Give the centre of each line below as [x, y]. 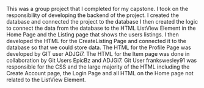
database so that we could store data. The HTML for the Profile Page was [99, 47]
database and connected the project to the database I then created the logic [102, 22]
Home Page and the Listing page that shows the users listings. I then [93, 35]
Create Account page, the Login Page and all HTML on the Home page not [100, 73]
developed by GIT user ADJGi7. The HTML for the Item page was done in [98, 54]
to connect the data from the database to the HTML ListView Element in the [101, 28]
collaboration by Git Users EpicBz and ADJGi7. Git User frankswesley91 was [102, 60]
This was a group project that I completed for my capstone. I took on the [97, 9]
